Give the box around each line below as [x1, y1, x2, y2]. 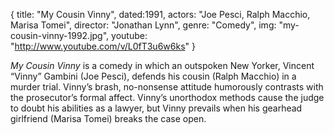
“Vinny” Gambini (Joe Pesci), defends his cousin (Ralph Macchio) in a [10, 70, 297, 82]
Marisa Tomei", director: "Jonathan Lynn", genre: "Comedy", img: [10, 19, 277, 31]
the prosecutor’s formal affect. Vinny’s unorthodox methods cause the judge [10, 92, 325, 103]
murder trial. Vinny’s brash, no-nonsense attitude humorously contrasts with [10, 81, 324, 93]
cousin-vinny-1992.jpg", [10, 30, 110, 41]
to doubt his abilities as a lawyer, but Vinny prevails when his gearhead [10, 102, 303, 114]
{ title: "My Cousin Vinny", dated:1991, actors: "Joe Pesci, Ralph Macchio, [10, 9, 311, 20]
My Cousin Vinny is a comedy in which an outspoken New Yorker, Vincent [10, 60, 315, 71]
